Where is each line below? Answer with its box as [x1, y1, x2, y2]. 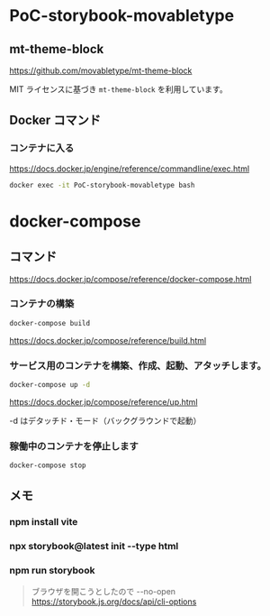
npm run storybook [9, 565, 95, 577]
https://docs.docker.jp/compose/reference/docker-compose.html [9, 273, 252, 284]
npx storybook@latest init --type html [9, 540, 179, 553]
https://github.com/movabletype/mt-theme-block [9, 65, 193, 76]
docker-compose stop [9, 461, 87, 470]
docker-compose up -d [9, 381, 91, 390]
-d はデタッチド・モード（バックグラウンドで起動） [9, 415, 202, 426]
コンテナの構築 [9, 298, 75, 310]
